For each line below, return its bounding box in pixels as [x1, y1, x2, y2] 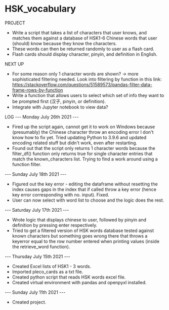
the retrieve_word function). [12, 244, 70, 250]
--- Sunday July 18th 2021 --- [5, 171, 67, 177]
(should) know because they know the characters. [12, 40, 117, 46]
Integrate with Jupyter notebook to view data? [12, 104, 108, 110]
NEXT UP [5, 61, 24, 67]
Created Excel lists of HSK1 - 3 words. [12, 263, 92, 269]
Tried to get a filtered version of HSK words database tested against [12, 227, 154, 234]
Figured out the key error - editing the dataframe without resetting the [12, 181, 158, 187]
